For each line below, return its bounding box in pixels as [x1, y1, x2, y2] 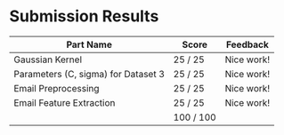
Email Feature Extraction [13, 96, 116, 108]
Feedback [225, 38, 269, 51]
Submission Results [9, 6, 159, 27]
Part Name [66, 38, 113, 51]
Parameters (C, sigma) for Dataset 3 [13, 67, 165, 80]
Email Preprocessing [13, 82, 100, 94]
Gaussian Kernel [13, 53, 83, 66]
